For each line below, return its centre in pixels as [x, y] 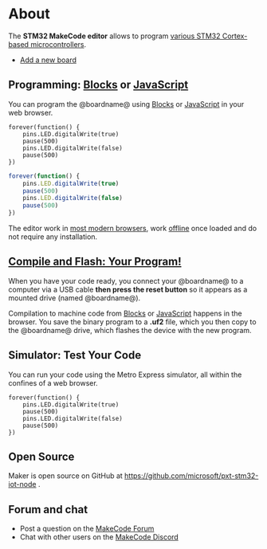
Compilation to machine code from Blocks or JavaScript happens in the [125, 313]
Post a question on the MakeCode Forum [87, 529]
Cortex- [235, 36]
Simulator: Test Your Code [75, 355]
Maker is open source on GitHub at [66, 476]
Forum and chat [48, 510]
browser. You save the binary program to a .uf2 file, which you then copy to [132, 322]
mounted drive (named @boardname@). [75, 298]
